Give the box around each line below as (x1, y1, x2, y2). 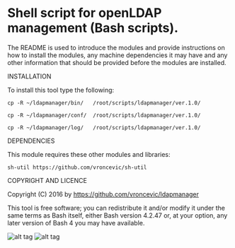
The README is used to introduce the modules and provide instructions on (7, 43, 225, 52)
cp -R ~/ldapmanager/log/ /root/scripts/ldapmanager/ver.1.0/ (7, 124, 201, 131)
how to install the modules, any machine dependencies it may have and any (7, 51, 228, 59)
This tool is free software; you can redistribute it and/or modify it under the (7, 203, 225, 212)
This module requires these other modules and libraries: (7, 150, 171, 158)
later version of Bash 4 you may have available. (7, 218, 145, 227)
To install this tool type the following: (7, 85, 115, 94)
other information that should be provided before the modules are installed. (7, 58, 227, 66)
